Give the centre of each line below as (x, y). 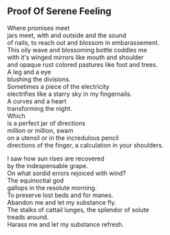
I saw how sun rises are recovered (56, 159)
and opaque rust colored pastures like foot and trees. (83, 64)
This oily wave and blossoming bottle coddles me (77, 50)
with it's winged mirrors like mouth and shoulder (76, 57)
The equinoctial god (35, 180)
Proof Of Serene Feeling (60, 11)
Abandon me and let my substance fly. (62, 202)
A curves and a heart (37, 101)
